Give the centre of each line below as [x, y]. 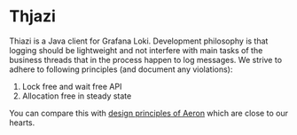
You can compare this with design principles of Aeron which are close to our [148, 113]
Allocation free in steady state [77, 96]
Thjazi [32, 16]
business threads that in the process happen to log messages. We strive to [145, 60]
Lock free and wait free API [72, 86]
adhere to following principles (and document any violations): [121, 69]
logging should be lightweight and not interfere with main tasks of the [136, 50]
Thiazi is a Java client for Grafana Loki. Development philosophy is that [139, 41]
